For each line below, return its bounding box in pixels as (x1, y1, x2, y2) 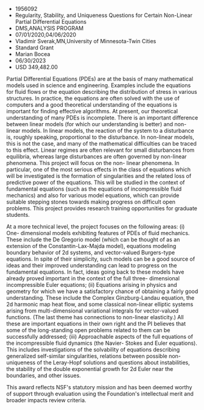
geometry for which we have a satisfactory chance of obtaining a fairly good (6, 288, 199, 295)
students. (6, 211, 30, 218)
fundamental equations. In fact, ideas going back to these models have (6, 268, 185, 275)
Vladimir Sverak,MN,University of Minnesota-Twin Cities (15, 38, 157, 44)
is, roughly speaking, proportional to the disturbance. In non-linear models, (6, 133, 195, 141)
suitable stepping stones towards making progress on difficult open (6, 198, 175, 205)
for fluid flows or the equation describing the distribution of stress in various (6, 88, 197, 95)
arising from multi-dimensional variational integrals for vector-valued (6, 307, 178, 314)
